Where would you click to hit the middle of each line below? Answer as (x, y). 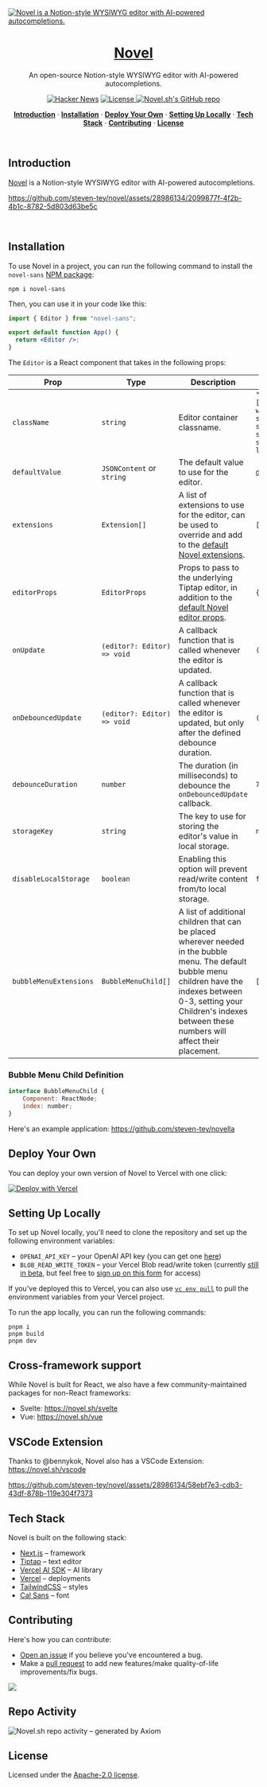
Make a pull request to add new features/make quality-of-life (119, 1663)
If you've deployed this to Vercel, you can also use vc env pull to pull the (128, 1289)
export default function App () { (64, 333)
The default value (211, 462)
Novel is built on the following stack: (68, 1537)
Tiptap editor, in (208, 588)
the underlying (205, 578)
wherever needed (211, 942)
